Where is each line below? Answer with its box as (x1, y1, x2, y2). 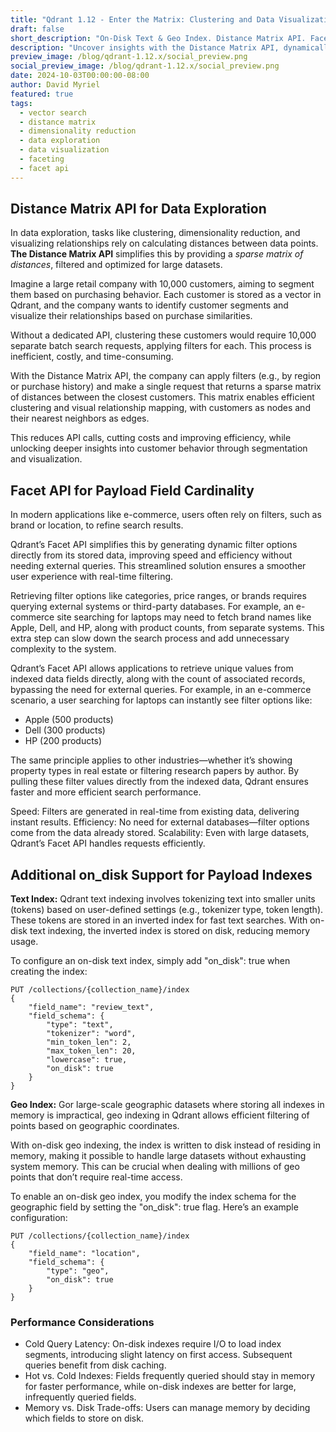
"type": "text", (46, 1020, 114, 1030)
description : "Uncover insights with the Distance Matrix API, (10, 42, 280, 53)
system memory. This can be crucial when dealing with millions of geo (10, 1161, 300, 1173)
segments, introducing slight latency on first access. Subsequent (24, 1349, 293, 1361)
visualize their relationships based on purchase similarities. (10, 310, 253, 322)
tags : (10, 98, 33, 108)
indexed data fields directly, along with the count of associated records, (10, 673, 306, 685)
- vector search (19, 107, 87, 118)
